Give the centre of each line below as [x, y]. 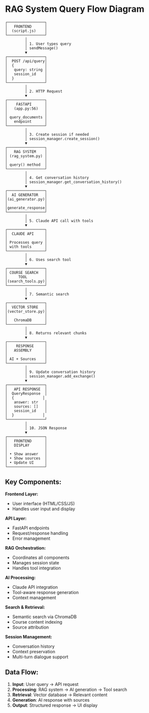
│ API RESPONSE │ [26, 389]
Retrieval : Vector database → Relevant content [60, 695]
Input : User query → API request [45, 684]
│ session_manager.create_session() [62, 139]
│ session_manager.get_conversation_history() [73, 182]
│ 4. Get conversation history [57, 178]
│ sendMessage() [41, 48]
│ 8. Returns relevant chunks [56, 333]
